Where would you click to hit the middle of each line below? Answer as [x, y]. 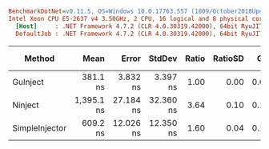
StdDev [163, 58]
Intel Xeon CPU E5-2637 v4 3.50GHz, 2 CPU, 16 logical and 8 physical [128, 18]
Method [39, 58]
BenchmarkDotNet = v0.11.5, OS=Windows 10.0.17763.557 [98, 11]
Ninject [26, 105]
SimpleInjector [39, 127]
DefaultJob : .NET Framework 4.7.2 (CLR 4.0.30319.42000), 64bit [127, 34]
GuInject [28, 82]
